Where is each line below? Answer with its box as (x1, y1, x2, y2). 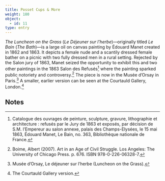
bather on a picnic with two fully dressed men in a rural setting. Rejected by (5, 54, 158, 60)
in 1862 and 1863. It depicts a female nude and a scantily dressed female (5, 50, 152, 55)
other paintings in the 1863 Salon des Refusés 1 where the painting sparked (5, 65, 156, 72)
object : (5, 16, 21, 21)
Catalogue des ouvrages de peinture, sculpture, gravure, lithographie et (12, 116, 158, 122)
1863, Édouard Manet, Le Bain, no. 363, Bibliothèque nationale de (12, 131, 145, 137)
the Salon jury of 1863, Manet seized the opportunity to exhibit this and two (5, 60, 157, 66)
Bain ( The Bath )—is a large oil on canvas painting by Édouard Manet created (5, 44, 160, 50)
